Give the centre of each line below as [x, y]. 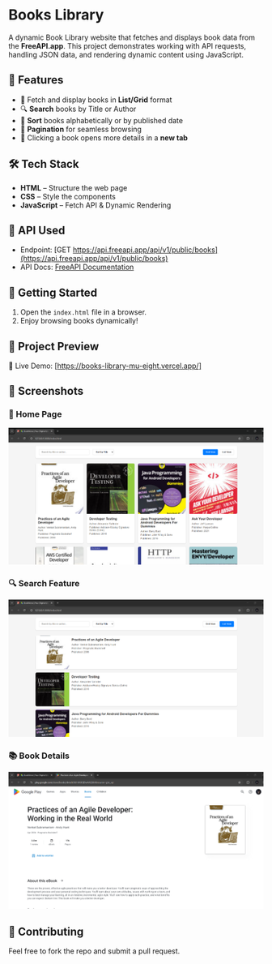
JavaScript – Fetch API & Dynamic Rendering [96, 205]
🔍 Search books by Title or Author [78, 109]
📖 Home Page [35, 414]
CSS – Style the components [68, 196]
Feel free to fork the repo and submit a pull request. [94, 951]
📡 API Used [37, 230]
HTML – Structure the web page [74, 187]
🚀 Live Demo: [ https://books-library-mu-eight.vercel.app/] [105, 366]
